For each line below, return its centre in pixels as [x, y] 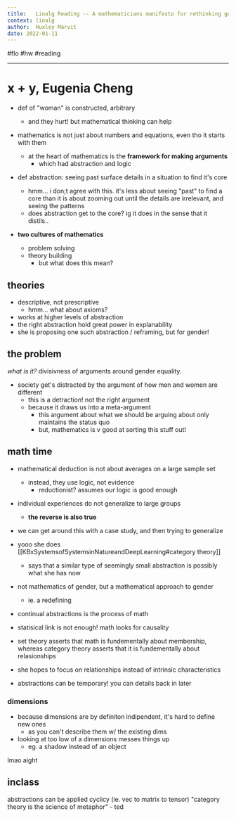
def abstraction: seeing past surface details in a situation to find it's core [122, 177]
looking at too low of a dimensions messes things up [93, 739]
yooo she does [39, 544]
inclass [24, 782]
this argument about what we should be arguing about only [124, 414]
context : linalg [31, 20]
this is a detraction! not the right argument [89, 400]
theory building [50, 256]
